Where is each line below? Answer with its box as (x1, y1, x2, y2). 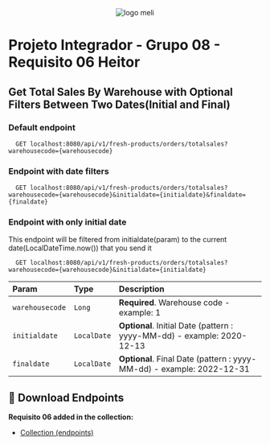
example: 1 (119, 307, 161, 319)
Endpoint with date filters (8, 165, 110, 176)
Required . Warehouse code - (119, 297, 231, 308)
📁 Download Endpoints (8, 390, 125, 405)
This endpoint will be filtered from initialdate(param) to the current (8, 235, 227, 245)
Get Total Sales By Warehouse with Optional (8, 84, 233, 99)
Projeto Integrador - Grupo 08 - (8, 36, 221, 55)
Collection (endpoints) (19, 428, 94, 438)
